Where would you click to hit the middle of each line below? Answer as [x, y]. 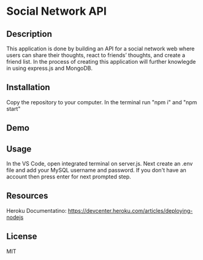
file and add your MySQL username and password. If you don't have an [97, 170]
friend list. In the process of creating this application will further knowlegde [101, 62]
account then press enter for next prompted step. [69, 177]
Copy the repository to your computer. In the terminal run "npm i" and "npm [102, 102]
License [22, 236]
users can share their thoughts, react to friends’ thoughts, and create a [96, 55]
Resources [27, 196]
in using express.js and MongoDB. [50, 68]
